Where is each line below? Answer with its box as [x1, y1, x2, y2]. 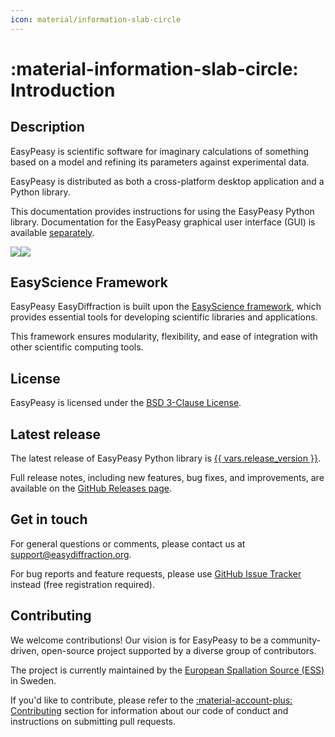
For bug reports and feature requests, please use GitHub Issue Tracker [10, 567, 302, 580]
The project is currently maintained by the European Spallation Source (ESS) [10, 664, 325, 676]
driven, [10, 644, 40, 656]
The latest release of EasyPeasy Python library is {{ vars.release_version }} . [10, 452, 321, 465]
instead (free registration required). [10, 578, 155, 590]
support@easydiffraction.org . [10, 548, 132, 560]
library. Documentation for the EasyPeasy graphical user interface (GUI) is [10, 216, 316, 228]
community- [270, 634, 322, 646]
